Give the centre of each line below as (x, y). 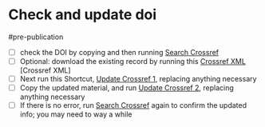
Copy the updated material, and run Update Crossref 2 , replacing (127, 88)
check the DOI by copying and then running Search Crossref (119, 52)
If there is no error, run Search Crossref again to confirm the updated (133, 105)
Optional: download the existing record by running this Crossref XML (132, 61)
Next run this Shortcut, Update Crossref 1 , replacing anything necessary (138, 79)
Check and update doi (83, 15)
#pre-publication (36, 37)
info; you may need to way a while (76, 114)
